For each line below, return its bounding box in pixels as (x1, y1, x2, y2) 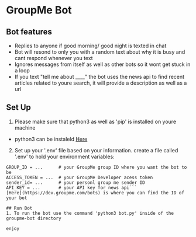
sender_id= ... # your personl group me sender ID (6, 179, 145, 186)
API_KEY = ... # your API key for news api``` (6, 184, 137, 190)
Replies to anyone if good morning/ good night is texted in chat (14, 42, 167, 49)
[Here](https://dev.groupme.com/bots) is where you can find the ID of (6, 190, 184, 196)
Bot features (6, 27, 53, 37)
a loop (14, 67, 30, 74)
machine (14, 124, 36, 131)
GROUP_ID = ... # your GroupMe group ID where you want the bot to (6, 164, 187, 170)
